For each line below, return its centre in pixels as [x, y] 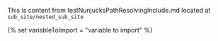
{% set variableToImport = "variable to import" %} [80, 30]
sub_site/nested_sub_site [45, 17]
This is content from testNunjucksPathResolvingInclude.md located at [109, 10]
